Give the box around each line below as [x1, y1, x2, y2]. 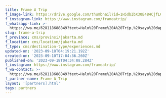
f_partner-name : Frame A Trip [5, 76, 68, 81]
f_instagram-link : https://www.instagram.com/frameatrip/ [5, 16, 127, 21]
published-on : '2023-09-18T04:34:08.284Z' [5, 58, 94, 63]
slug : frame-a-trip [5, 30, 45, 35]
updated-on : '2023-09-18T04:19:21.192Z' [5, 49, 90, 53]
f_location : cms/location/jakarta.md [5, 40, 83, 45]
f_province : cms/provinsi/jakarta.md [5, 35, 83, 40]
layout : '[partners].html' [5, 81, 61, 86]
